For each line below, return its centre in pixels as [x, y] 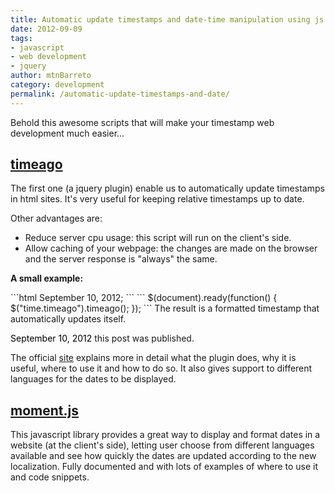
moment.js [44, 410]
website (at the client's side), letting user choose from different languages [162, 445]
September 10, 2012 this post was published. [102, 338]
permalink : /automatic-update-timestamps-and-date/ [120, 94]
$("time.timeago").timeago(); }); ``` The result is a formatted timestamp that [165, 308]
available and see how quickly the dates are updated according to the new [163, 456]
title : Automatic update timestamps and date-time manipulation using [160, 19]
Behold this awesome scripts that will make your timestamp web [142, 122]
